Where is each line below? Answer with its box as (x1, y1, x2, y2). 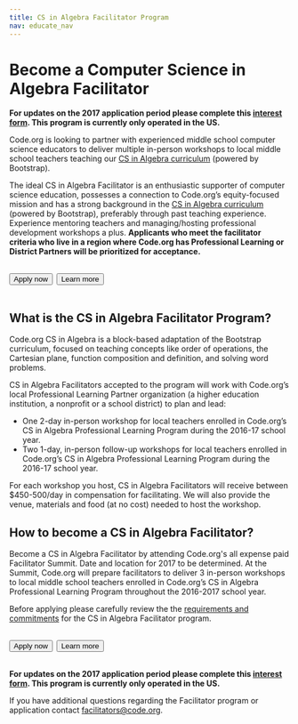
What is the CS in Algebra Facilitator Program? (9, 310, 271, 326)
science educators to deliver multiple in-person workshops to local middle (9, 144, 282, 155)
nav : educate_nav (9, 21, 74, 30)
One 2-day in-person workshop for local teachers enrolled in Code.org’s (21, 415, 287, 427)
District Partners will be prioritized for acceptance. (9, 246, 201, 257)
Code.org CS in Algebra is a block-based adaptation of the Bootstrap (9, 334, 262, 345)
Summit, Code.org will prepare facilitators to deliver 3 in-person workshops (9, 567, 286, 578)
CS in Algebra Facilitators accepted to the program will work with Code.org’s (9, 380, 289, 390)
